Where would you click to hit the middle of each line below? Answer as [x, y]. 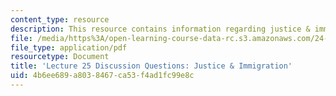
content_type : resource [60, 19]
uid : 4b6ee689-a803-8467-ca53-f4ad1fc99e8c [102, 76]
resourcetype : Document [60, 57]
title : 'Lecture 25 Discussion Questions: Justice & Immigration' [151, 66]
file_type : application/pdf [69, 47]
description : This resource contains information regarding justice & [160, 29]
